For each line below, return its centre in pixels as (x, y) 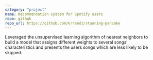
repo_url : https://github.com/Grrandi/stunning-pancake (63, 23)
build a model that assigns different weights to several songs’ (66, 42)
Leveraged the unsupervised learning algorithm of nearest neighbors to (76, 37)
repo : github (18, 19)
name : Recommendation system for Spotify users (54, 14)
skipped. (14, 53)
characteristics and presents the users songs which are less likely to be (76, 47)
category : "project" (26, 10)
